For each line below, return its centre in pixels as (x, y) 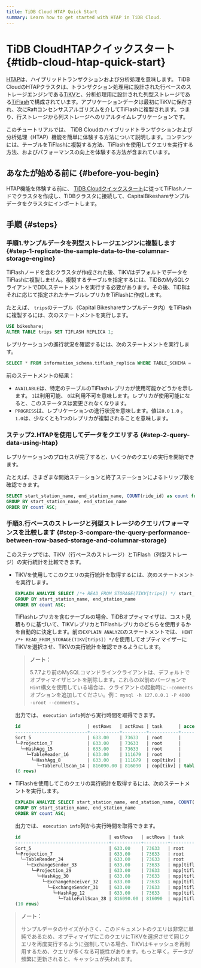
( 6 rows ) (26, 771)
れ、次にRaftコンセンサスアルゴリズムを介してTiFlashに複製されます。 (93, 109)
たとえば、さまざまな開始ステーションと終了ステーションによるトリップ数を (100, 477)
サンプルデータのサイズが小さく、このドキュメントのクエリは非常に (104, 929)
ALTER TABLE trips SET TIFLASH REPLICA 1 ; (60, 332)
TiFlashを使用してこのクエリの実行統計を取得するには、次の (89, 784)
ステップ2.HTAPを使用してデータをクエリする (73, 435)
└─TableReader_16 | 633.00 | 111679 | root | (103, 754)
